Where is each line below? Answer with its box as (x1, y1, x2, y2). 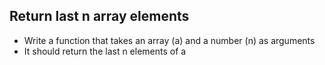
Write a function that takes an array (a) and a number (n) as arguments (23, 34, 316, 46)
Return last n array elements (9, 8, 190, 25)
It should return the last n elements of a (23, 45, 187, 57)
